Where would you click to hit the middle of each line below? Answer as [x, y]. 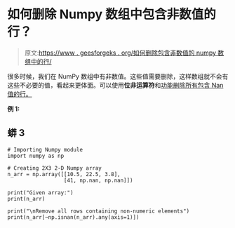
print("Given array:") [40, 193]
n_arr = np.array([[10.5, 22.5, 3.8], [64, 174]
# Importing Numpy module [45, 149]
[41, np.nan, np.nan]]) [98, 180]
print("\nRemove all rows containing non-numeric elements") [99, 211]
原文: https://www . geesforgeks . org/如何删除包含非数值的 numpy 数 [124, 53]
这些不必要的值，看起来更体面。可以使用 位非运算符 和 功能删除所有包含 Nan [115, 85]
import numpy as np [36, 156]
